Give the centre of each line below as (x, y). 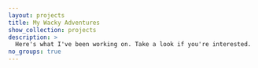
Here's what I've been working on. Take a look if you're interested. (133, 45)
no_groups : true (35, 52)
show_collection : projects (52, 30)
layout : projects (37, 15)
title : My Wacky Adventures (54, 23)
